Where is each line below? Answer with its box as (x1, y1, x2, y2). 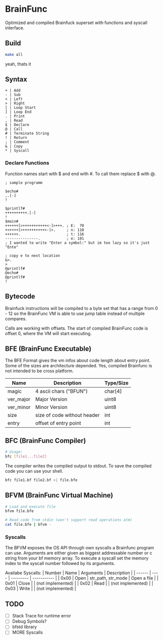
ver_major (7, 396, 31, 403)
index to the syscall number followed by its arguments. (5, 561, 116, 566)
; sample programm (5, 180, 43, 185)
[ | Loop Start (5, 105, 36, 110)
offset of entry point (35, 420, 81, 427)
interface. (5, 25, 24, 30)
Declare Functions (5, 159, 49, 166)
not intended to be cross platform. (5, 368, 74, 374)
